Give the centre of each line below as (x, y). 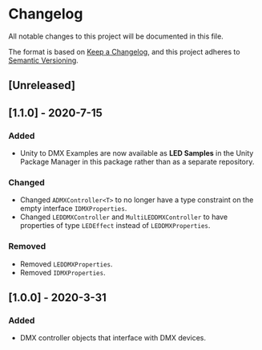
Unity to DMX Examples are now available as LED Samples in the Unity (137, 153)
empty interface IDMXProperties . (73, 209)
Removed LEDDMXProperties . (67, 264)
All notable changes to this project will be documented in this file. (116, 36)
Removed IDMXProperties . (62, 272)
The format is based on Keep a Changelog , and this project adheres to (124, 51)
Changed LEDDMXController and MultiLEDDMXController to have (124, 217)
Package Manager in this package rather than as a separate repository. (137, 162)
